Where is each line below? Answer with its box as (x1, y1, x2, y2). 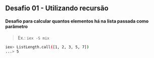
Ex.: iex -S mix (17, 35, 49, 41)
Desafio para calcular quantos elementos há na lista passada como (5, 18, 149, 24)
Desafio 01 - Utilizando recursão (5, 4, 109, 13)
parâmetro (5, 23, 28, 29)
